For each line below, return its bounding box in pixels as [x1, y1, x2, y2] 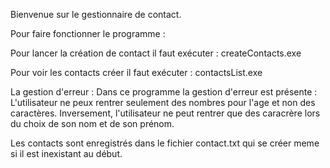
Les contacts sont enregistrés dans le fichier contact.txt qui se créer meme [10, 137, 320, 149]
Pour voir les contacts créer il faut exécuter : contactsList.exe [10, 67, 263, 78]
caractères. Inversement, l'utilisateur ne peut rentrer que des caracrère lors [10, 107, 321, 119]
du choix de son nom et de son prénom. [10, 118, 175, 129]
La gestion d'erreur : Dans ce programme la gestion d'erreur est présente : [10, 86, 318, 98]
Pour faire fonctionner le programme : [10, 28, 166, 39]
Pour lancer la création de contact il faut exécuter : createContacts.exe [10, 47, 302, 59]
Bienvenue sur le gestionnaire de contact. [10, 9, 182, 20]
